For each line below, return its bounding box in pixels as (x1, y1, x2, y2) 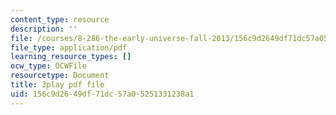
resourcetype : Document (10, 71, 110, 81)
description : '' (10, 24, 78, 34)
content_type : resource (10, 14, 110, 25)
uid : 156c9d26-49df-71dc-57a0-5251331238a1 (10, 89, 195, 99)
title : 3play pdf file (10, 80, 105, 90)
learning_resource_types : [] (10, 52, 132, 62)
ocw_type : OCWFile (10, 61, 87, 71)
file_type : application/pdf (10, 42, 128, 53)
